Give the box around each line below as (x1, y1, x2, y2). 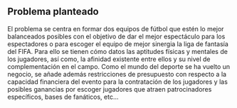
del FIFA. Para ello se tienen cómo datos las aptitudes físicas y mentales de (7, 47, 228, 55)
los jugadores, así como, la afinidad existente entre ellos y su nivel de (7, 55, 211, 63)
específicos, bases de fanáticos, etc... (7, 92, 119, 101)
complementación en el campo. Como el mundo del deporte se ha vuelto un (7, 62, 231, 70)
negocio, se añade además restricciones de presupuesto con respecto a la (7, 70, 226, 78)
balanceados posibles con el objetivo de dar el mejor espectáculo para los (7, 32, 226, 40)
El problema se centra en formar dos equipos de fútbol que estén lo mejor (7, 24, 224, 33)
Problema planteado (7, 6, 99, 18)
